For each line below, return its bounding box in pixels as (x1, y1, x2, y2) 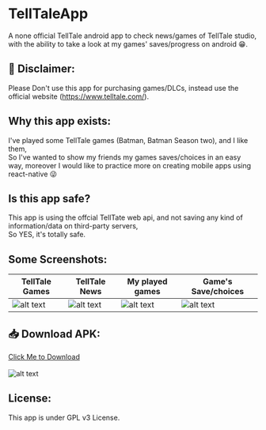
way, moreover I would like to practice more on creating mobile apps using (8, 160, 252, 170)
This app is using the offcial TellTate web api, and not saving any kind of (8, 213, 243, 222)
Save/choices (191, 286, 244, 297)
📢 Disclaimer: (8, 62, 75, 76)
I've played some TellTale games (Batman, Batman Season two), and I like (8, 135, 249, 145)
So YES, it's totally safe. (8, 230, 85, 240)
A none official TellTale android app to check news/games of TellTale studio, (8, 31, 257, 40)
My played (127, 276, 168, 287)
